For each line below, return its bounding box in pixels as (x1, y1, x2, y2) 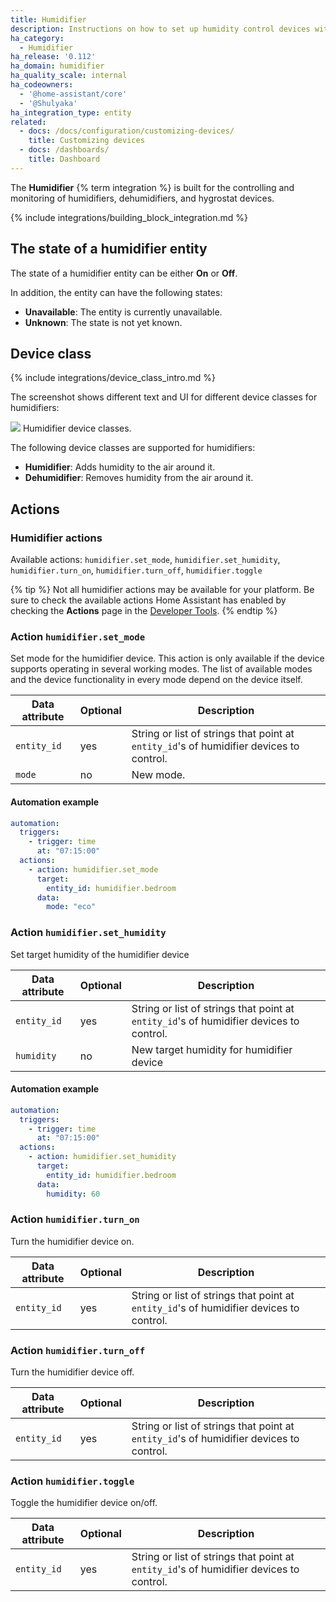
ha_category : (10, 33, 65, 43)
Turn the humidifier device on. (10, 1235, 135, 1247)
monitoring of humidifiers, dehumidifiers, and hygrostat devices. (10, 192, 275, 204)
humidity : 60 (46, 1189, 101, 1199)
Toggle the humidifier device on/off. (10, 1497, 158, 1509)
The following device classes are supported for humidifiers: (10, 442, 256, 454)
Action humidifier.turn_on (10, 1212, 140, 1226)
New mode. (131, 768, 186, 782)
